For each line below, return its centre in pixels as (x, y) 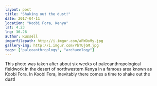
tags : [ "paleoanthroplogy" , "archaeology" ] (50, 50)
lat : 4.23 (15, 28)
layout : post (18, 9)
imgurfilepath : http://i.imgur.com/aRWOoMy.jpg (54, 41)
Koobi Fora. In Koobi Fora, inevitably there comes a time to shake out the (78, 74)
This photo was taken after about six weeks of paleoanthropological (73, 64)
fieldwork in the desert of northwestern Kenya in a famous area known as (78, 69)
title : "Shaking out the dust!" (38, 14)
